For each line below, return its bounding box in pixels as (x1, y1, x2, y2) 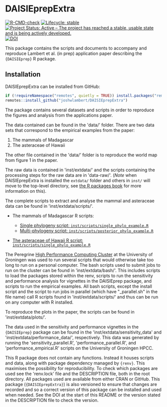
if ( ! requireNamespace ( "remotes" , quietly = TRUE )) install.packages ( (5, 93, 155, 98)
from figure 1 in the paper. (5, 157, 58, 163)
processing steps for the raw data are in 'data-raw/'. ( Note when (5, 172, 137, 178)
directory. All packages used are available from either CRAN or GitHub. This (5, 376, 160, 382)
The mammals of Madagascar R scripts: (12, 213, 94, 219)
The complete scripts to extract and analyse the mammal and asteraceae (5, 198, 155, 204)
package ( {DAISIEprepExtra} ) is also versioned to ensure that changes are (5, 381, 158, 387)
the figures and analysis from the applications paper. (5, 112, 113, 118)
